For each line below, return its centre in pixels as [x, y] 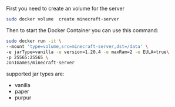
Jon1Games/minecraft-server [41, 63]
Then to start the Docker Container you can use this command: [82, 30]
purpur [23, 98]
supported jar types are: [35, 74]
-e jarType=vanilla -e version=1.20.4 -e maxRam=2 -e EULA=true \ [87, 52]
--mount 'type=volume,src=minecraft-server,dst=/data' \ [77, 46]
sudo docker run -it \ [34, 41]
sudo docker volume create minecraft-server [63, 19]
